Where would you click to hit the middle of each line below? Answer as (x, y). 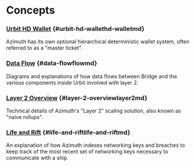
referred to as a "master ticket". (44, 48)
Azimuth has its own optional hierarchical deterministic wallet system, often (98, 41)
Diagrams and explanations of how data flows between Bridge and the (92, 76)
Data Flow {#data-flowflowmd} (52, 63)
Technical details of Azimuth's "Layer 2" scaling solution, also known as (94, 111)
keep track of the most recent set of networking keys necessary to (87, 152)
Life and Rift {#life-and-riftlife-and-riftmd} (68, 132)
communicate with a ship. (38, 158)
